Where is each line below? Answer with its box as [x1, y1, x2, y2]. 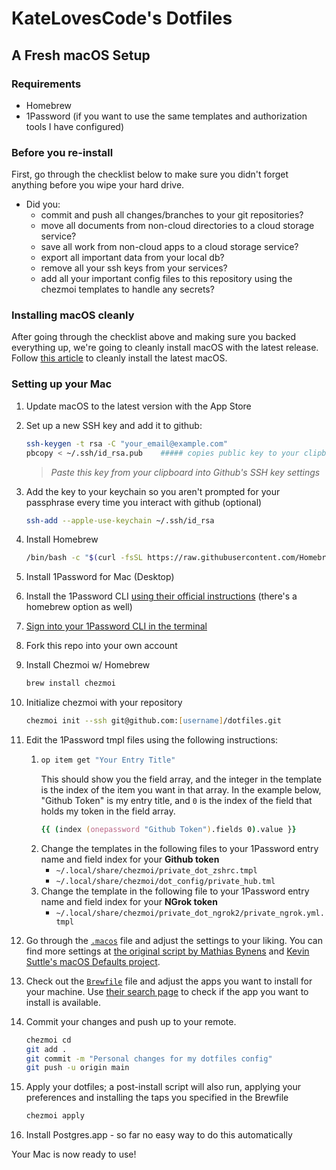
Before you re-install [11, 145, 114, 159]
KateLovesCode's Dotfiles [11, 7, 233, 30]
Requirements [11, 77, 82, 91]
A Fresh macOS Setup [11, 47, 151, 64]
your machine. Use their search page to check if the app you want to [25, 985, 309, 997]
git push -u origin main [25, 1063, 130, 1073]
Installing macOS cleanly [11, 308, 135, 322]
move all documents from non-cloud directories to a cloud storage [40, 220, 315, 232]
